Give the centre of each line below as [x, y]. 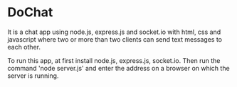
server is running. [33, 76]
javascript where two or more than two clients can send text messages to [115, 39]
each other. [24, 47]
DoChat [30, 12]
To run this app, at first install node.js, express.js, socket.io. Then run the [114, 60]
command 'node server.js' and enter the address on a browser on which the [118, 68]
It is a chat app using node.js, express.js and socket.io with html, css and [114, 32]
